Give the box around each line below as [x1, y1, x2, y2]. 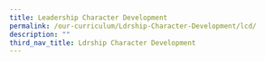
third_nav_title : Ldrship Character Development [9, 38, 196, 48]
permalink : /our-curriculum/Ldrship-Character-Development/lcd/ [9, 22, 257, 30]
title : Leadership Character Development [9, 13, 168, 22]
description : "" [9, 30, 71, 39]
